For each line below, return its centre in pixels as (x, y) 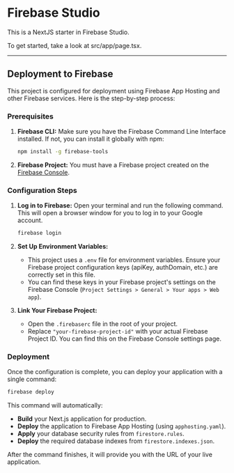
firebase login (39, 233)
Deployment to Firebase (60, 74)
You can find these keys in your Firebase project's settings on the (122, 282)
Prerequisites (30, 116)
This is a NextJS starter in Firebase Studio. (69, 32)
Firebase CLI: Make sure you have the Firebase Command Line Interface (122, 132)
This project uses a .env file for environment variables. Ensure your (124, 260)
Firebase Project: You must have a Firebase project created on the (113, 164)
